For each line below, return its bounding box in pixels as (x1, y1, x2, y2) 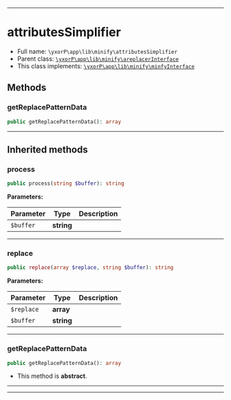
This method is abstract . (16, 372, 87, 380)
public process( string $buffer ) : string (7, 180, 125, 187)
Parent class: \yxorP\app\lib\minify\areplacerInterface (16, 54, 179, 63)
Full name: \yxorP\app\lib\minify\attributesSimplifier (16, 47, 177, 55)
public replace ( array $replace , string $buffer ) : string (7, 264, 174, 271)
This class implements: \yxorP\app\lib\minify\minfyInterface (16, 61, 195, 70)
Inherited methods (7, 143, 88, 155)
